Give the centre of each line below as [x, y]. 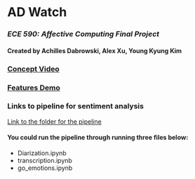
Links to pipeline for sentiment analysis [75, 106]
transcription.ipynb [45, 161]
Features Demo [34, 87]
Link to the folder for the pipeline [54, 121]
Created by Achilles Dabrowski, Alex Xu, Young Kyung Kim [95, 50]
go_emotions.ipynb [45, 168]
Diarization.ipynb [42, 153]
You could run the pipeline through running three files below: [98, 138]
